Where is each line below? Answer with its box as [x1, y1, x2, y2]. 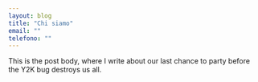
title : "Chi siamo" [8, 19, 74, 27]
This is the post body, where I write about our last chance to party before [8, 56, 251, 66]
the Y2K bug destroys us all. [8, 65, 102, 75]
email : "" [8, 27, 42, 35]
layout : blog [8, 11, 52, 20]
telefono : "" [8, 34, 52, 43]
